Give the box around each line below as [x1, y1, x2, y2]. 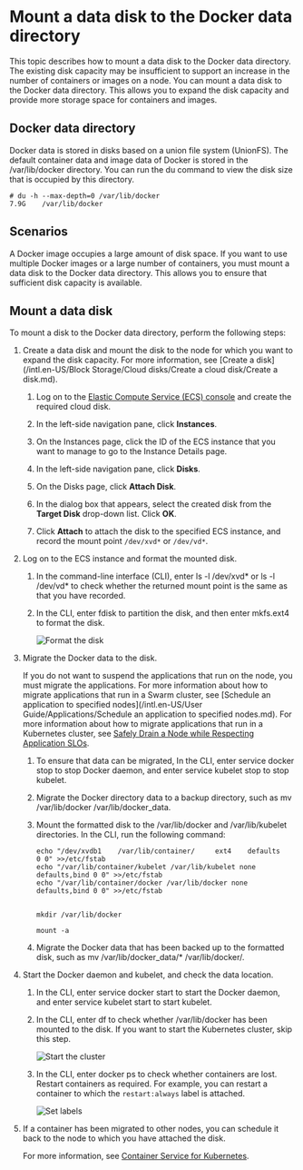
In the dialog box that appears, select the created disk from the [35, 499, 272, 510]
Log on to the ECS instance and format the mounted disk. [22, 553, 238, 564]
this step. [35, 1034, 71, 1045]
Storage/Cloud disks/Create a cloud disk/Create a [92, 364, 279, 375]
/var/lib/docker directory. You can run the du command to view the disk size [9, 164, 293, 174]
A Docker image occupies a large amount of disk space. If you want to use [9, 248, 288, 259]
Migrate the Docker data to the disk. [22, 652, 157, 664]
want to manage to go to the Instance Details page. [35, 446, 228, 457]
